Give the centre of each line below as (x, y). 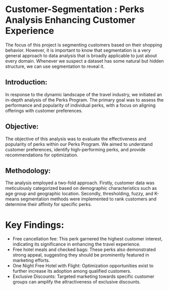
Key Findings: (35, 225)
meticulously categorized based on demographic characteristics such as (81, 188)
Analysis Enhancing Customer (70, 20)
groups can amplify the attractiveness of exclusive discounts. (76, 282)
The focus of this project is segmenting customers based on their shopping (84, 45)
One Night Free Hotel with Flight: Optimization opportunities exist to (83, 266)
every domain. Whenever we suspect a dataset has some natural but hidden (85, 61)
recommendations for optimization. (42, 155)
